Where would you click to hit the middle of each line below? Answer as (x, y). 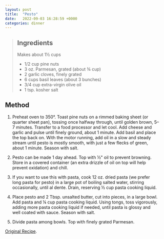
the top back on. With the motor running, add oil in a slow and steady (82, 137)
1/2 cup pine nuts (42, 64)
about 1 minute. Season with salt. (45, 148)
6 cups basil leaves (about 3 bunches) (63, 80)
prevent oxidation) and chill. (40, 167)
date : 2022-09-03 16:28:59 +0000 (41, 18)
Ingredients (35, 43)
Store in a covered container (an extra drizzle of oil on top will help (79, 162)
